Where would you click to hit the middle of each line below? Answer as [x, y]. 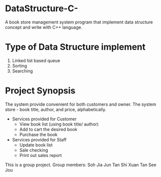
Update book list [36, 145]
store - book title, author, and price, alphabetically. [56, 109]
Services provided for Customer [44, 119]
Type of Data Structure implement [75, 47]
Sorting [20, 66]
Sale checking [34, 150]
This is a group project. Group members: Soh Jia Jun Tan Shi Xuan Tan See [81, 165]
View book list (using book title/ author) [59, 124]
